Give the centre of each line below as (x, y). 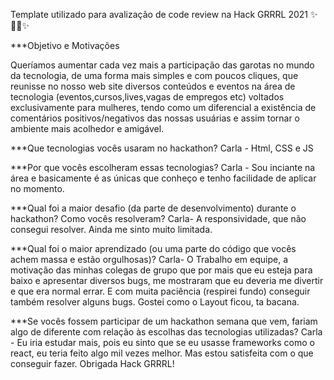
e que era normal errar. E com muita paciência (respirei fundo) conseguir (160, 291)
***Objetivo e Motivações (65, 45)
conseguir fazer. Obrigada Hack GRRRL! (92, 363)
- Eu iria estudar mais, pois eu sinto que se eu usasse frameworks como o (163, 342)
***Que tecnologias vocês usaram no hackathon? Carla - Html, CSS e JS (162, 148)
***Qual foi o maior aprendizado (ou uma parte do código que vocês (153, 248)
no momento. (37, 188)
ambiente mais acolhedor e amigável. (87, 128)
